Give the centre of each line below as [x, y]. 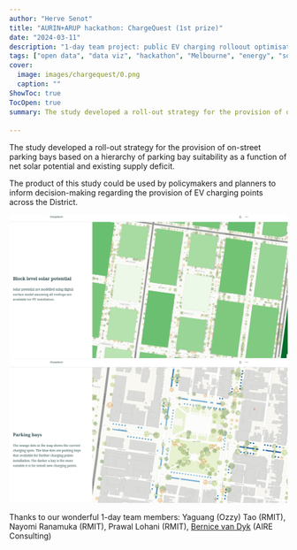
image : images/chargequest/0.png [79, 75]
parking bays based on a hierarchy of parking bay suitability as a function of [148, 157]
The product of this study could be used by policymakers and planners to [143, 183]
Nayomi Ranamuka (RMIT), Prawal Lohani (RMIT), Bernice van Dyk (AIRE [141, 527]
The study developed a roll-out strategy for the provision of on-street [135, 148]
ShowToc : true [35, 93]
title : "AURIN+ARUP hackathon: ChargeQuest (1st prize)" [116, 28]
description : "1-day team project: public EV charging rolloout [130, 47]
